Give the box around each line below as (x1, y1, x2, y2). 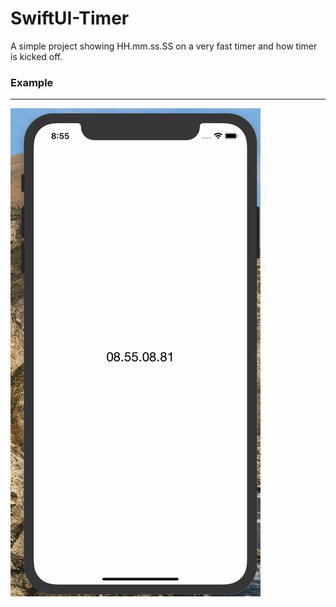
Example (10, 75, 54, 89)
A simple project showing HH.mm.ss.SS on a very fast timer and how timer (10, 40, 318, 52)
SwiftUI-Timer (10, 7, 130, 30)
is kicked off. (10, 50, 63, 62)
